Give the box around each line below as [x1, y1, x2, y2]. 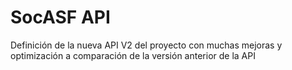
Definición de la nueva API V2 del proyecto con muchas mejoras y [10, 39, 283, 51]
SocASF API [10, 6, 111, 29]
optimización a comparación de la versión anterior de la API [10, 49, 256, 61]
